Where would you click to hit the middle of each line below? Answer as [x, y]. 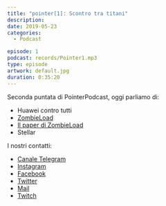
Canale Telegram [41, 158]
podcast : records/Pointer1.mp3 [52, 58]
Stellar [26, 132]
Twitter [27, 181]
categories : [24, 33]
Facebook [31, 174]
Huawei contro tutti [45, 110]
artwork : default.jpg [38, 71]
